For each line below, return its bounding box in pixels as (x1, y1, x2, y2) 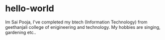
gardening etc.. (5, 29, 36, 35)
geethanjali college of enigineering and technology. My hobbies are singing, (5, 24, 161, 30)
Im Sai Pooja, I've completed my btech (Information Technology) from (5, 19, 148, 25)
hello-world (5, 3, 55, 14)
